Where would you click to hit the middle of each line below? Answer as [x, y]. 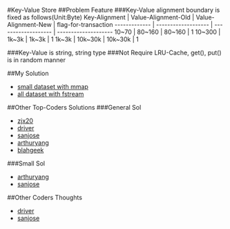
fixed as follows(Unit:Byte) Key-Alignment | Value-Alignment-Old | [101, 17]
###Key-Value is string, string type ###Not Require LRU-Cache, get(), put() [115, 52]
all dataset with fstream [50, 94]
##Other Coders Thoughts [45, 197]
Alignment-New [29, 24]
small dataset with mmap [52, 87]
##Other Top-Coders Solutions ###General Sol [74, 107]
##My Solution [28, 73]
